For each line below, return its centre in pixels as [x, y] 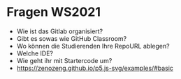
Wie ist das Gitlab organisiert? [60, 31]
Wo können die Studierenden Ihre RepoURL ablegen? [93, 46]
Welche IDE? [35, 53]
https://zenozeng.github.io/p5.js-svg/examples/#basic [95, 68]
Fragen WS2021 [54, 12]
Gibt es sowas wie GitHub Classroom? [72, 38]
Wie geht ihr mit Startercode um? [64, 60]
